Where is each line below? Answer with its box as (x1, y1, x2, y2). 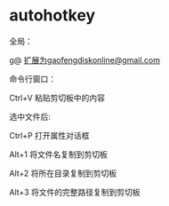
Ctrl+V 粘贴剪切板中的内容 (9, 92, 105, 103)
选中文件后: (9, 111, 52, 122)
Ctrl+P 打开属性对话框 (9, 130, 90, 140)
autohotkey (9, 5, 96, 26)
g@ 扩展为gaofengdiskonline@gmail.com (9, 54, 160, 65)
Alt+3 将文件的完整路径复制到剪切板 (9, 186, 141, 197)
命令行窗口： (9, 73, 56, 84)
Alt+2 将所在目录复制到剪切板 (9, 168, 117, 178)
